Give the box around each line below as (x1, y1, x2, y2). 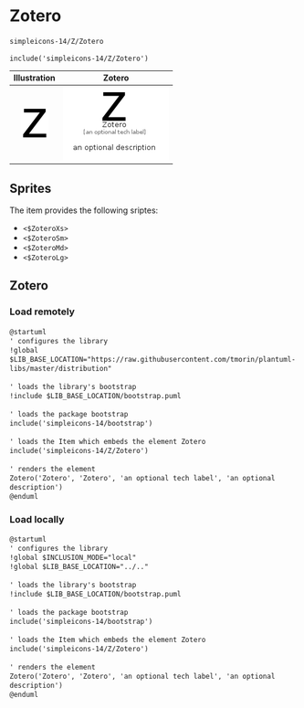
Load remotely (9, 305, 76, 318)
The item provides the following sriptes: (9, 205, 159, 216)
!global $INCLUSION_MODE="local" (9, 553, 137, 562)
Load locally (9, 513, 65, 525)
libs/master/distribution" (9, 364, 112, 373)
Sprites (9, 180, 52, 196)
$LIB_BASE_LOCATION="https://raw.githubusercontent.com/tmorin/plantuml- (9, 354, 297, 364)
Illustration (13, 72, 57, 83)
